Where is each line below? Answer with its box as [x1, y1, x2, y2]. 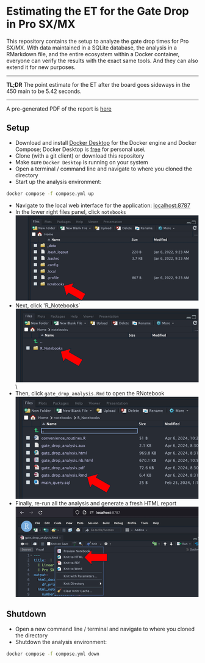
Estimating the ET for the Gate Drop [6, 4, 189, 18]
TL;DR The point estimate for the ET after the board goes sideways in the [6, 81, 190, 88]
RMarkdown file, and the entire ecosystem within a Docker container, [6, 50, 180, 57]
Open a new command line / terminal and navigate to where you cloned [15, 625, 195, 632]
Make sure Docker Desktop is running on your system [15, 158, 148, 166]
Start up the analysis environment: [15, 178, 102, 185]
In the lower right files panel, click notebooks [15, 208, 126, 215]
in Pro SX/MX [6, 17, 76, 31]
